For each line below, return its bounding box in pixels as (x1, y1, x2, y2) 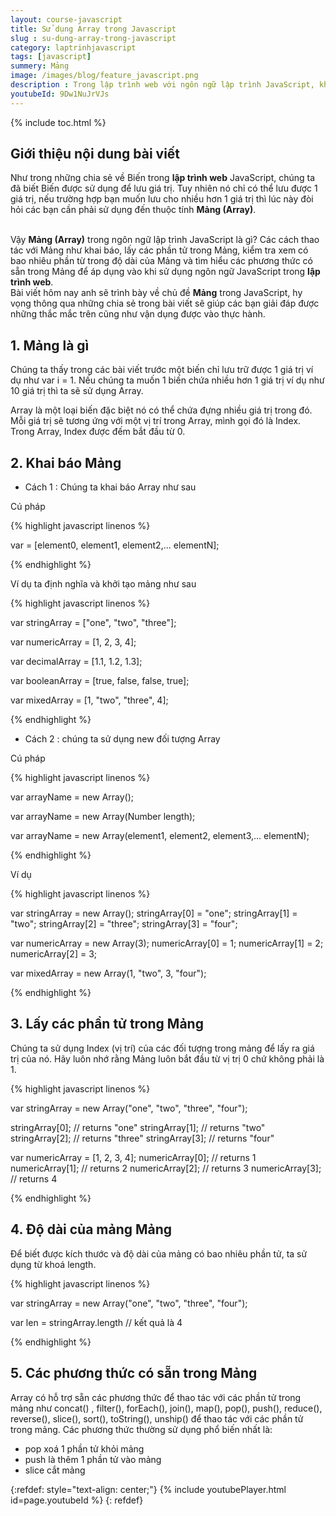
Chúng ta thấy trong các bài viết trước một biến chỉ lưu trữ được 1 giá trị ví (10, 364, 314, 376)
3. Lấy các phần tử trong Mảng (10, 1016, 204, 1033)
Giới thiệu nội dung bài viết (10, 146, 181, 163)
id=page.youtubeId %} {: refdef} (10, 1494, 144, 1506)
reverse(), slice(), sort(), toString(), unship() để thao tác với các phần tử (10, 1412, 304, 1425)
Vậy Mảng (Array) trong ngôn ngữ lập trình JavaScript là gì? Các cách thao (10, 234, 320, 246)
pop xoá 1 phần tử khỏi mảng (24, 1442, 145, 1455)
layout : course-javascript (10, 14, 123, 25)
